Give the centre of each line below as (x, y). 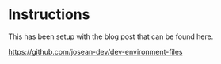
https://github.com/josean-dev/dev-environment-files (95, 51)
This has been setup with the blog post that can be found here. (111, 36)
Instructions (49, 15)
